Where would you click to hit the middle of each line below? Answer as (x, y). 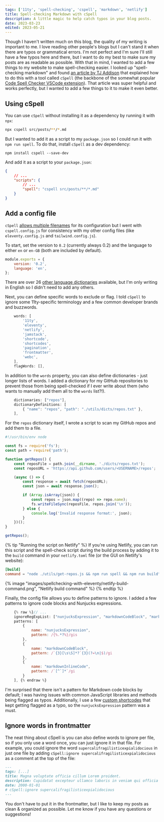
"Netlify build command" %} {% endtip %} (81, 589)
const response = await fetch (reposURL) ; (65, 482)
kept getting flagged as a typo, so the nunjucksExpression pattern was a (77, 705)
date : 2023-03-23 (23, 23)
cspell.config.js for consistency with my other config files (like (70, 231)
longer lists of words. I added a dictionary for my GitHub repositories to (76, 380)
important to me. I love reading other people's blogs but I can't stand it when (82, 47)
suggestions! (18, 814)
